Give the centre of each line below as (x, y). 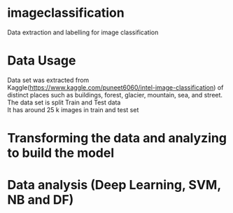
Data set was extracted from (48, 80)
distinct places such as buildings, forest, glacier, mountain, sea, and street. (115, 95)
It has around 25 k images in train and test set (73, 109)
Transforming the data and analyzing (117, 138)
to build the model (61, 153)
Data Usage (42, 61)
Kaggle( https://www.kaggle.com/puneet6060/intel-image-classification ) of (115, 87)
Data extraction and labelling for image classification (83, 32)
